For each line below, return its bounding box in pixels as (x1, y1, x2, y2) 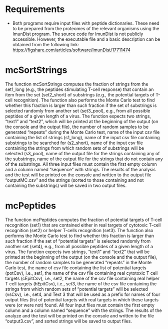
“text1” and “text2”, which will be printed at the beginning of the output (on (5, 118, 158, 124)
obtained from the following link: (12, 41, 79, 47)
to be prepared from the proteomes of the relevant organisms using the (12, 25, 159, 31)
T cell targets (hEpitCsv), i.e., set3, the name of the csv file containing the (5, 280, 157, 287)
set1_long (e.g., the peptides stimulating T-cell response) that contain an (5, 86, 154, 92)
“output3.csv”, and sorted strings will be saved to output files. (5, 318, 132, 324)
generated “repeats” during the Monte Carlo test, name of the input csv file (5, 129, 160, 135)
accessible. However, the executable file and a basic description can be (12, 36, 160, 42)
